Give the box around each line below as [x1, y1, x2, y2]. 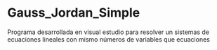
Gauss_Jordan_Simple [7, 5, 140, 21]
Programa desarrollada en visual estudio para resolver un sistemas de [7, 28, 209, 36]
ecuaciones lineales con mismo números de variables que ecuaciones [7, 35, 211, 43]
